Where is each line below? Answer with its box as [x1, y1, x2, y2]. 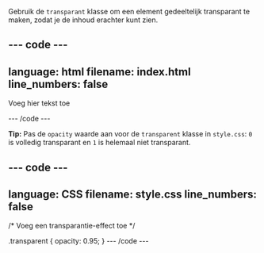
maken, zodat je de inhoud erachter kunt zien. [8, 15, 159, 25]
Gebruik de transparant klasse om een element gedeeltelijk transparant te [8, 7, 251, 16]
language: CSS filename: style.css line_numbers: [8, 187, 258, 201]
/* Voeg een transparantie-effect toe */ [8, 221, 136, 231]
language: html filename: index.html [8, 65, 192, 79]
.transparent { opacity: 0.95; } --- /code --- [8, 236, 149, 246]
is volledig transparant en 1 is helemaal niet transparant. [8, 138, 191, 148]
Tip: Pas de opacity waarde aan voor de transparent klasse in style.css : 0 [8, 129, 253, 139]
